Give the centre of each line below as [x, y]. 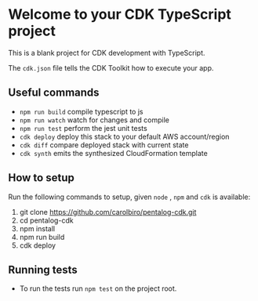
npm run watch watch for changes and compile [94, 120]
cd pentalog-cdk [46, 220]
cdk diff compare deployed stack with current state [104, 145]
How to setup [41, 178]
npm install [37, 228]
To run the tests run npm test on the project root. [98, 288]
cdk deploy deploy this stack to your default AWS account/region [124, 136]
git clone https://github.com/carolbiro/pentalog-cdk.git [108, 212]
